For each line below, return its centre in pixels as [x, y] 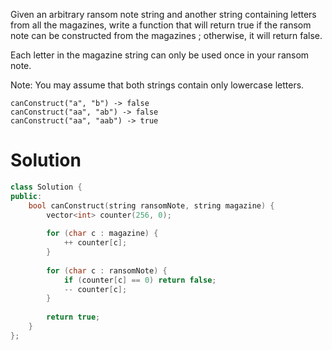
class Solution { [46, 187]
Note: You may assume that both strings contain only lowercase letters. [157, 85]
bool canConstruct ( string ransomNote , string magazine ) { [151, 205]
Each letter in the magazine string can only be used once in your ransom [160, 55]
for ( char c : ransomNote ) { [107, 270]
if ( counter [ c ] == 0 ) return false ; [140, 280]
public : [26, 196]
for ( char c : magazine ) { [102, 234]
